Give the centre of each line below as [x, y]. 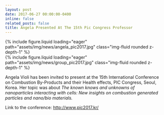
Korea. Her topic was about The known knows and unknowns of [70, 88]
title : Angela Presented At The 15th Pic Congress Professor [69, 28]
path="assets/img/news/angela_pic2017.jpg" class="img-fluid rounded [77, 47]
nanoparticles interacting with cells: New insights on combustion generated [82, 93]
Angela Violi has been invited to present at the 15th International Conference [82, 77]
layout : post [18, 10]
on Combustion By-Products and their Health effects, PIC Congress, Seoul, [81, 82]
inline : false [20, 19]
